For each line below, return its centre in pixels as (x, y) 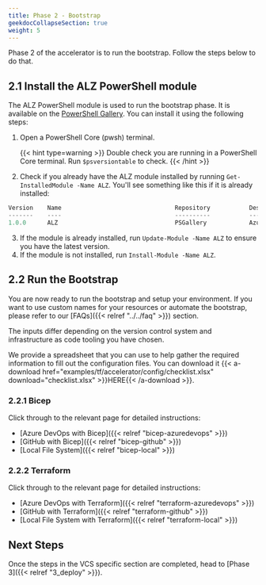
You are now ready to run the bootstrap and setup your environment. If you (131, 299)
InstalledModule (46, 186)
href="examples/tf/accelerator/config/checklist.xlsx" (128, 371)
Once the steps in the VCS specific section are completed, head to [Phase (129, 564)
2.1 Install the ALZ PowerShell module (103, 86)
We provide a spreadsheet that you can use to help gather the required (124, 354)
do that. (21, 61)
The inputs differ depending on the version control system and (110, 331)
